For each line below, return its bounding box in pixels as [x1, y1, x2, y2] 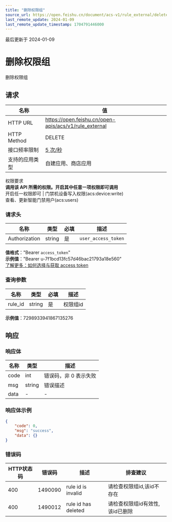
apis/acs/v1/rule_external [45, 122, 107, 129]
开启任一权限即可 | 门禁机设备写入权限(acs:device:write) [5, 190, 124, 197]
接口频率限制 [8, 146, 39, 154]
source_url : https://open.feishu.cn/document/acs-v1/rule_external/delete [5, 12, 168, 17]
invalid [66, 490, 82, 497]
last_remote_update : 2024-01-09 [5, 17, 74, 22]
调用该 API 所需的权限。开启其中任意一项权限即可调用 [5, 184, 119, 190]
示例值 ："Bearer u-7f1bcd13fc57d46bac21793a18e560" [5, 256, 122, 262]
